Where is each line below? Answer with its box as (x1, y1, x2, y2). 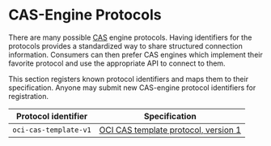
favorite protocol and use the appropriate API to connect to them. (8, 58, 226, 68)
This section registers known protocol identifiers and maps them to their (8, 74, 249, 84)
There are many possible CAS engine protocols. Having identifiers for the (8, 32, 252, 42)
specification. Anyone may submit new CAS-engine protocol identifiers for (8, 83, 256, 92)
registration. (8, 91, 49, 101)
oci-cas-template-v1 (12, 125, 91, 135)
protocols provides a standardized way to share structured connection (8, 41, 243, 50)
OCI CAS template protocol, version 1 (99, 124, 241, 135)
